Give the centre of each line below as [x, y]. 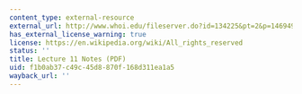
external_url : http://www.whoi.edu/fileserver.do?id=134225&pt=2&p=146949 [152, 26]
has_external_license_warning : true [78, 34]
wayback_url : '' [40, 76]
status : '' [30, 51]
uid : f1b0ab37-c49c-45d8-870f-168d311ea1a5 [92, 68]
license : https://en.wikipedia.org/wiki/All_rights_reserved [126, 43]
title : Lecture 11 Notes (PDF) [68, 59]
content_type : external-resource [72, 17]
